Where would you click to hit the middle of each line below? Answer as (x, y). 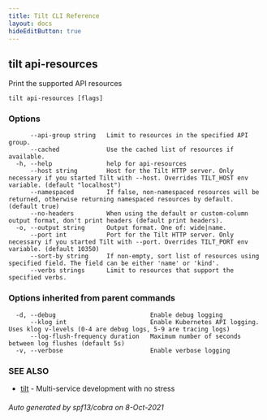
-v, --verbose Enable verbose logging (123, 350)
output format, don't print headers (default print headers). (116, 221)
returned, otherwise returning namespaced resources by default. (121, 200)
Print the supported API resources (65, 84)
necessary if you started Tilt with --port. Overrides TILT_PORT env (129, 242)
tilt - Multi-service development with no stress (97, 389)
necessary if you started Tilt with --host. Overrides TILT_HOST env (129, 178)
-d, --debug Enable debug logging (119, 315)
